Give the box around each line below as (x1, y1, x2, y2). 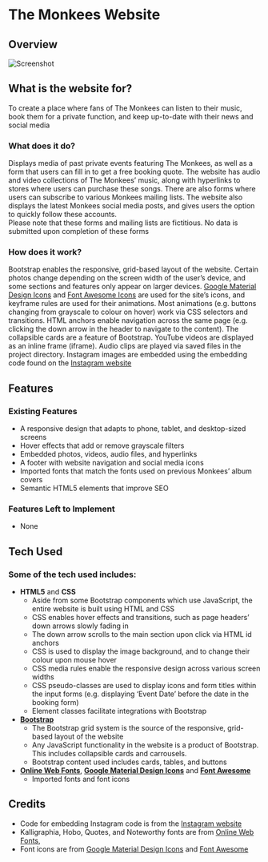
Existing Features (8, 405, 78, 417)
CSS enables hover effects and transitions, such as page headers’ (31, 613, 250, 622)
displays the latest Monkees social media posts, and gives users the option (8, 201, 255, 211)
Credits (8, 797, 46, 811)
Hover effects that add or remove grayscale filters (19, 441, 185, 450)
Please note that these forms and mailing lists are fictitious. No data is (8, 218, 238, 228)
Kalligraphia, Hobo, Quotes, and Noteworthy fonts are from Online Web (19, 827, 254, 836)
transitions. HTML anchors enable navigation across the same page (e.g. (8, 316, 248, 325)
